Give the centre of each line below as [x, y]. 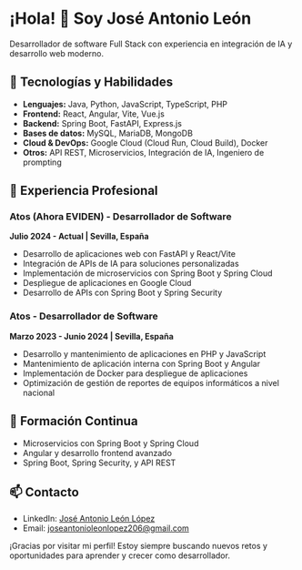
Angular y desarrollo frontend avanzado [97, 453]
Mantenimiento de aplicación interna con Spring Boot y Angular [141, 363]
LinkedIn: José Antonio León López [89, 519]
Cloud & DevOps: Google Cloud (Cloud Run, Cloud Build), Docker [145, 142]
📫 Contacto [44, 492]
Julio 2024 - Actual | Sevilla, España [79, 237]
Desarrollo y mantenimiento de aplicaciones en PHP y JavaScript [144, 353]
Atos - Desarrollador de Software [84, 316]
